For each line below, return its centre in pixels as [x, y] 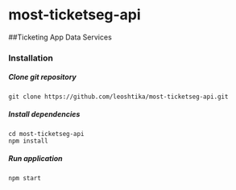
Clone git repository [42, 77]
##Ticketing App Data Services [60, 37]
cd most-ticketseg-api [46, 134]
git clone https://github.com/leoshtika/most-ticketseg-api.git [118, 97]
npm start [25, 178]
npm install [28, 141]
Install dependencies [44, 114]
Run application [35, 159]
